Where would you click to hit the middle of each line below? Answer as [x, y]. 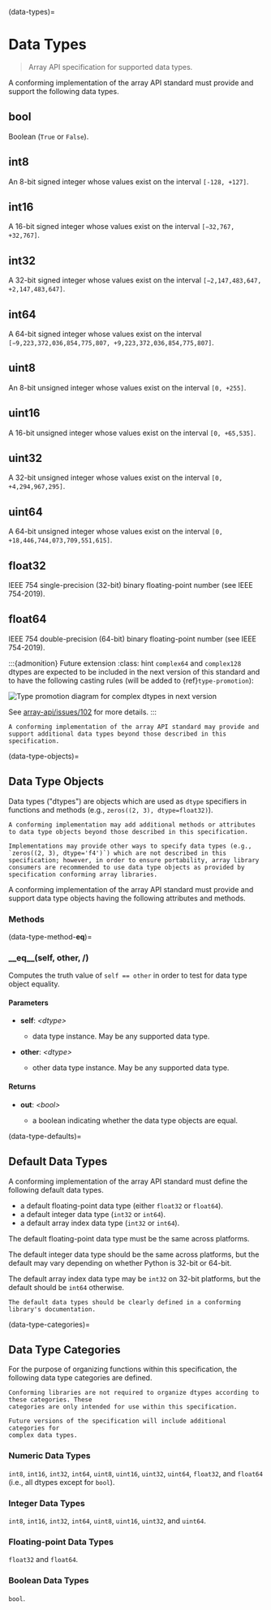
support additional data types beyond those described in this [118, 734]
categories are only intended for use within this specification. [123, 1407]
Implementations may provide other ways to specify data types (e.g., [130, 846]
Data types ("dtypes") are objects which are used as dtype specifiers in [128, 801]
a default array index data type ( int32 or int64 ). [100, 1223]
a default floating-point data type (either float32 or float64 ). [121, 1206]
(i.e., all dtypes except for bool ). [62, 1482]
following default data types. [56, 1189]
